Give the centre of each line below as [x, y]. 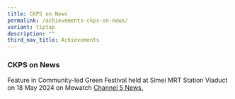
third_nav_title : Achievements [53, 40]
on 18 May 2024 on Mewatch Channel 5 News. [75, 88]
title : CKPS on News [38, 14]
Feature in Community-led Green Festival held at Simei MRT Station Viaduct [117, 80]
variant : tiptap [31, 27]
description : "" [31, 34]
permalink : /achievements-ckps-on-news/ [68, 21]
